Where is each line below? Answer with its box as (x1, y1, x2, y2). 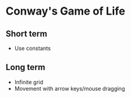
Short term (5, 29, 48, 39)
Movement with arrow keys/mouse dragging (14, 85, 126, 92)
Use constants (14, 44, 51, 52)
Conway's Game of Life (5, 4, 126, 18)
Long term (5, 62, 45, 72)
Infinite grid (14, 78, 44, 86)
